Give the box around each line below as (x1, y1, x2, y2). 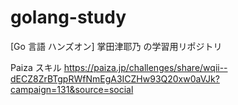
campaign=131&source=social (10, 83, 134, 95)
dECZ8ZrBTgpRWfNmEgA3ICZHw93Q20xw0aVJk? (10, 72, 220, 85)
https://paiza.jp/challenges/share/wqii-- (63, 61, 228, 73)
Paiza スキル (10, 61, 62, 73)
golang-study (10, 6, 127, 29)
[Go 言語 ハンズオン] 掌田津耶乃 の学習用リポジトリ (10, 40, 223, 52)
